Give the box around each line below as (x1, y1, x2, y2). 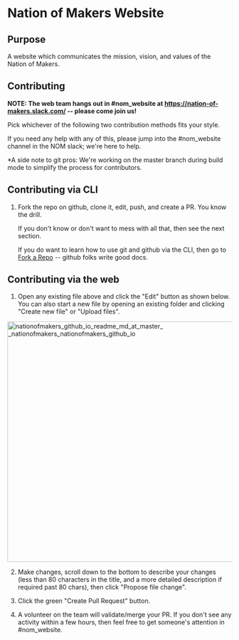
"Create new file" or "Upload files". (17, 307, 120, 316)
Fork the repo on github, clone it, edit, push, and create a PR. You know (17, 203, 227, 211)
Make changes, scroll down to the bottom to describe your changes (17, 567, 216, 577)
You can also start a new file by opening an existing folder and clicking (17, 300, 225, 309)
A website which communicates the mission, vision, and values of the (7, 52, 211, 60)
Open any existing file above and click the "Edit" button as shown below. (17, 292, 230, 301)
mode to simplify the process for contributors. (7, 163, 142, 171)
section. (17, 231, 42, 240)
